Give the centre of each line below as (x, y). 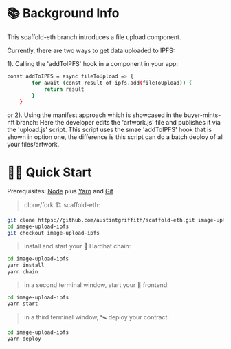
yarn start (23, 304)
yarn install (26, 265)
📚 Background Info (63, 13)
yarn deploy (24, 339)
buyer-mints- (202, 115)
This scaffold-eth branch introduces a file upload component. (94, 37)
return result (64, 89)
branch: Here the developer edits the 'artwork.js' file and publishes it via (119, 123)
